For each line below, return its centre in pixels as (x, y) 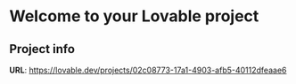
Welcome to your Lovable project (134, 16)
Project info (42, 49)
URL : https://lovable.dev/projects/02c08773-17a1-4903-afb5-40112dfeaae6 (148, 70)
